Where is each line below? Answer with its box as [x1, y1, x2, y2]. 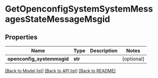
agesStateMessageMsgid [5, 14, 110, 25]
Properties [5, 33, 38, 41]
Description [90, 47, 117, 54]
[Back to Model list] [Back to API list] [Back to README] [5, 68, 116, 74]
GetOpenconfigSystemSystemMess [5, 3, 153, 15]
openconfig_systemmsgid [7, 56, 69, 62]
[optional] [122, 56, 144, 62]
